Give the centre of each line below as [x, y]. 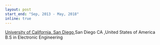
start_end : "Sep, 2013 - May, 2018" [42, 14]
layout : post [18, 9]
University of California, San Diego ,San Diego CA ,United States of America [80, 32]
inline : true [18, 18]
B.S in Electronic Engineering [34, 37]
